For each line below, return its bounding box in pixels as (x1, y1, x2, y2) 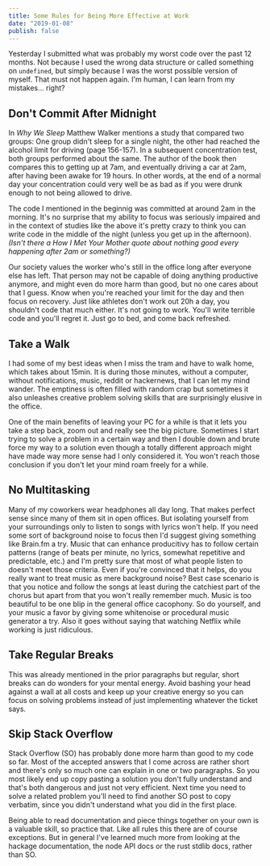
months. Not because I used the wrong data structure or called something (8, 57, 254, 67)
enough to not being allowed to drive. (8, 188, 133, 198)
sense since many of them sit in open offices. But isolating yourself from (8, 513, 249, 523)
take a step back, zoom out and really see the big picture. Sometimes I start (8, 425, 260, 435)
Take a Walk (8, 337, 70, 351)
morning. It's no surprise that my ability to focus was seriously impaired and (8, 212, 260, 222)
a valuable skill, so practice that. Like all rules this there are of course (8, 824, 238, 834)
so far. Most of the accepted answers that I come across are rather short (8, 757, 250, 767)
